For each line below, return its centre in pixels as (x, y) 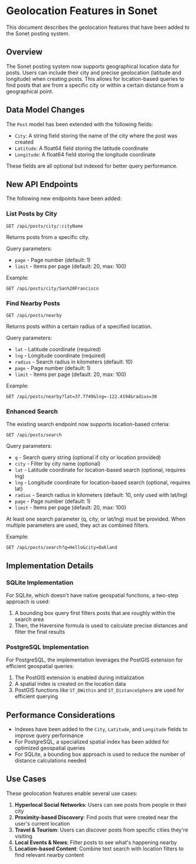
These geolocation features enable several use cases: (72, 793)
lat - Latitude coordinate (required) (58, 349)
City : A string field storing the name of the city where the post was (96, 135)
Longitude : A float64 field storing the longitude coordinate (85, 154)
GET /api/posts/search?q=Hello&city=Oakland (62, 548)
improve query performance (49, 735)
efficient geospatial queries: (40, 666)
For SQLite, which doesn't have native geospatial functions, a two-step (92, 595)
